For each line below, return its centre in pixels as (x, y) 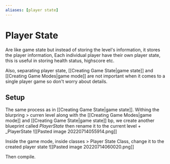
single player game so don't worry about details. (56, 81)
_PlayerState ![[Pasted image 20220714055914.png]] (61, 132)
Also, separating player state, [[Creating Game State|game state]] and (79, 70)
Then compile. (21, 157)
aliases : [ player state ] (32, 10)
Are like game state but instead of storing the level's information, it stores (83, 50)
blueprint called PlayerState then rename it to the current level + (73, 126)
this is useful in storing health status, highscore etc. (60, 60)
